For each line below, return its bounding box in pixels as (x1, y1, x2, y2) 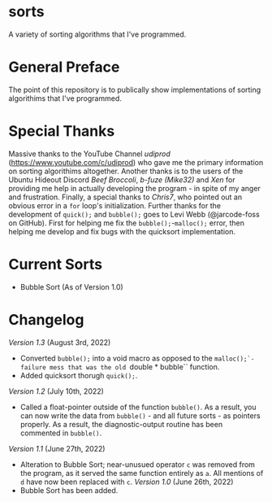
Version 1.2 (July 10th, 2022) (8, 386, 104, 396)
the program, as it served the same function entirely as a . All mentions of (19, 468, 264, 478)
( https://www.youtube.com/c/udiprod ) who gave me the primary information (8, 157, 264, 167)
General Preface (8, 58, 120, 76)
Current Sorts (8, 255, 103, 273)
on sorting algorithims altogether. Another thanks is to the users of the (8, 166, 244, 176)
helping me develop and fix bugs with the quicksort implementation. (8, 226, 235, 236)
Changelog (8, 310, 84, 329)
